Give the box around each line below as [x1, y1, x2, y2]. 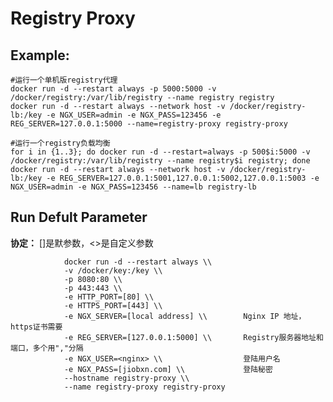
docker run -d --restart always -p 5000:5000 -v [10, 84, 217, 94]
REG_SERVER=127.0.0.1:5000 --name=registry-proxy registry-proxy [10, 119, 288, 129]
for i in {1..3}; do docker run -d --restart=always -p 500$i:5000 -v [10, 147, 311, 157]
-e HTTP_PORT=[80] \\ [63, 292, 155, 302]
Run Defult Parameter [10, 209, 148, 226]
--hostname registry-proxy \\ [63, 373, 190, 383]
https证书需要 [10, 322, 63, 332]
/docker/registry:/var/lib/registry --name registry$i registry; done [10, 156, 311, 166]
